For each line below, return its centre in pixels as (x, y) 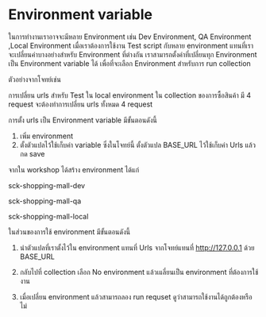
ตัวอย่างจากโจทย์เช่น (35, 79)
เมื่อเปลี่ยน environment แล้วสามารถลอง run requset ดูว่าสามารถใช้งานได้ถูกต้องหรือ (136, 296)
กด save (32, 153)
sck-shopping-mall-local (48, 216)
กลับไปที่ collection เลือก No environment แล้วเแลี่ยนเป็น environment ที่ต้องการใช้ (139, 272)
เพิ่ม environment (46, 136)
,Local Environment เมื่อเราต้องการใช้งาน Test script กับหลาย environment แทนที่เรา (131, 45)
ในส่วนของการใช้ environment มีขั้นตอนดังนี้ (69, 231)
